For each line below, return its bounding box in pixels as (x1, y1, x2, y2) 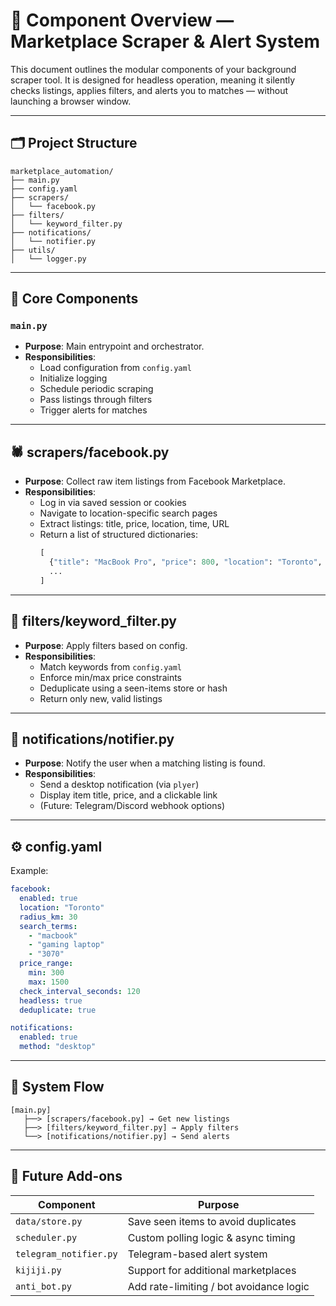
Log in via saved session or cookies (39, 497, 187, 509)
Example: (10, 865, 49, 877)
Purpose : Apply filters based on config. (24, 639, 188, 651)
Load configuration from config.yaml (39, 362, 192, 374)
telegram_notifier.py (15, 1248, 118, 1259)
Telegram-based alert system (127, 1247, 268, 1261)
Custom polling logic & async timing (127, 1230, 296, 1244)
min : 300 (28, 968, 65, 978)
